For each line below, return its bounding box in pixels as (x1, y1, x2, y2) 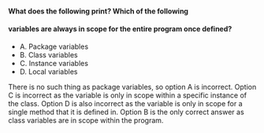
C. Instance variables (19, 58, 89, 68)
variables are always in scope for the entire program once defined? (8, 24, 232, 34)
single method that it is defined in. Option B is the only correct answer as (8, 107, 244, 116)
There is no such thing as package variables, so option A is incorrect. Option (8, 82, 257, 91)
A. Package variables (19, 42, 89, 51)
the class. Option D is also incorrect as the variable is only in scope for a (8, 98, 243, 108)
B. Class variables (19, 50, 78, 59)
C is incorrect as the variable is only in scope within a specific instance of (8, 91, 247, 100)
